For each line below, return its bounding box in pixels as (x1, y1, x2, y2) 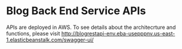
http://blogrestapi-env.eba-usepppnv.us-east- (61, 30, 175, 37)
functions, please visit (6, 30, 60, 37)
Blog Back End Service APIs (6, 4, 146, 18)
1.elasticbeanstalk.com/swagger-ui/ (6, 36, 94, 43)
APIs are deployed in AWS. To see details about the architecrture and (6, 24, 176, 31)
